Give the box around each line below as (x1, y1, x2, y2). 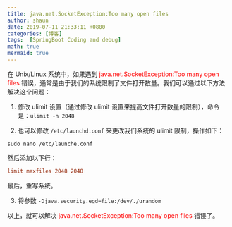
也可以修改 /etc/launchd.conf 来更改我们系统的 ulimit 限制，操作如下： (17, 126, 224, 135)
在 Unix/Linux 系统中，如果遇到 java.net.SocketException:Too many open (7, 70, 220, 78)
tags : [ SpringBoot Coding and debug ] (7, 37, 121, 44)
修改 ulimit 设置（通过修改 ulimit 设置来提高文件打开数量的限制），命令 (17, 102, 220, 111)
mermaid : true (7, 50, 49, 57)
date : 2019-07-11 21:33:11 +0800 (7, 23, 106, 30)
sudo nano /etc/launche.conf (7, 140, 93, 147)
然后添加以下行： (7, 153, 57, 162)
